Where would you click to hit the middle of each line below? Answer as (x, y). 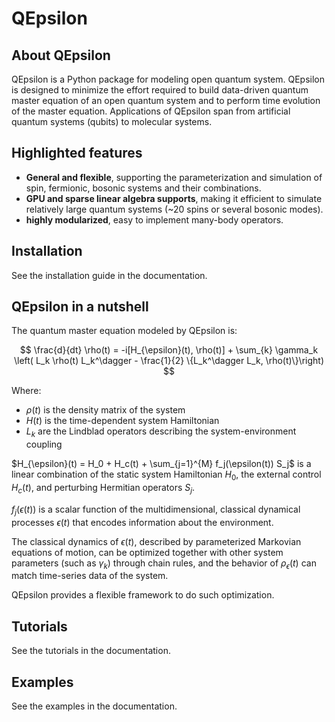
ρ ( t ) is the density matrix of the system (105, 410)
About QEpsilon (61, 55)
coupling (44, 444)
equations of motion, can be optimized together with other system (147, 552)
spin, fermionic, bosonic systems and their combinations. (143, 188)
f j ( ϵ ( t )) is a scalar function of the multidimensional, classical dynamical (156, 510)
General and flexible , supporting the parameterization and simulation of (174, 177)
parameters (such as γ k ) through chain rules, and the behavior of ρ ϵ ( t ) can (164, 564)
